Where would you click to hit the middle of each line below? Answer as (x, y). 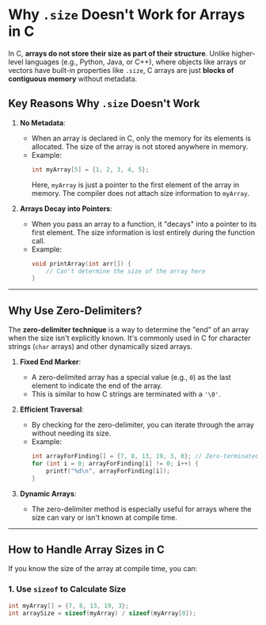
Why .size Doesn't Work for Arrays (127, 15)
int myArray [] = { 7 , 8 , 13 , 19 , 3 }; (68, 606)
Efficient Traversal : (52, 409)
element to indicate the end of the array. (97, 385)
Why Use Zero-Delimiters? (75, 311)
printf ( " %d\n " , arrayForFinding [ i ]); (108, 471)
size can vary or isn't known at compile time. (104, 517)
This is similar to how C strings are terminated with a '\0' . (126, 394)
